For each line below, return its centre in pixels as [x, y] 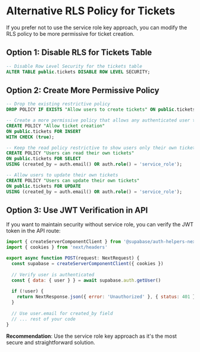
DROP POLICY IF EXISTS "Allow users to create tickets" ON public [90, 110]
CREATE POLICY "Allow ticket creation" [56, 126]
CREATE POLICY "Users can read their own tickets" [70, 153]
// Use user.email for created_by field [62, 313]
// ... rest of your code [44, 319]
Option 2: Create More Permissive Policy [83, 90]
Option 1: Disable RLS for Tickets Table [79, 53]
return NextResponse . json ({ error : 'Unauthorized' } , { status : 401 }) [107, 297]
